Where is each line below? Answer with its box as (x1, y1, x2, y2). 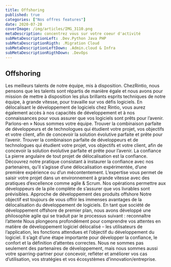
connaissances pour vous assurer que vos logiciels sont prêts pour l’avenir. (5, 115, 164, 122)
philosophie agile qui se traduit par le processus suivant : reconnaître (5, 213, 151, 219)
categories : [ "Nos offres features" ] (5, 17, 86, 22)
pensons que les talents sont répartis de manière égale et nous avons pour (5, 88, 163, 94)
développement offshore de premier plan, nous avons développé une (5, 207, 151, 213)
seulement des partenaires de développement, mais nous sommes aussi (5, 246, 158, 252)
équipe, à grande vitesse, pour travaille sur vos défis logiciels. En (5, 99, 142, 105)
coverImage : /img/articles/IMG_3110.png (5, 27, 93, 32)
